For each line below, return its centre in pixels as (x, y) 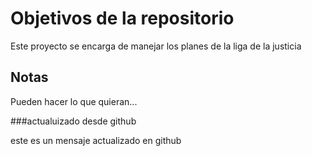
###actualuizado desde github (73, 121)
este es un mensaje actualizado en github (96, 140)
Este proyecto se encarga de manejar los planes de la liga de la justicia (156, 46)
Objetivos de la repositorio (122, 18)
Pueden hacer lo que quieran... (74, 101)
